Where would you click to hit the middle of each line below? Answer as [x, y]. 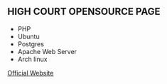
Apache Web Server [47, 51]
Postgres [31, 44]
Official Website [31, 73]
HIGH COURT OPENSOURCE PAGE [84, 12]
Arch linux [32, 59]
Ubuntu [29, 36]
